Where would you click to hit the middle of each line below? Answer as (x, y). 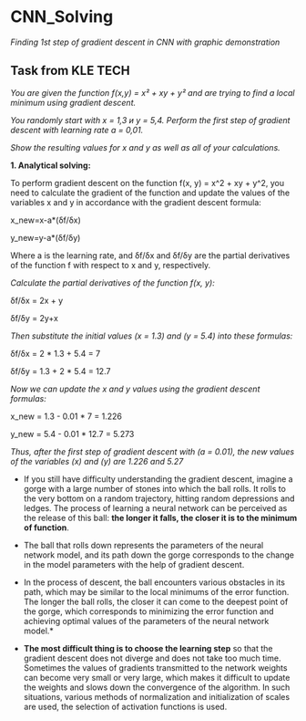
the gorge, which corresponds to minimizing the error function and (148, 611)
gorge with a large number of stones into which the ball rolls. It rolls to (154, 488)
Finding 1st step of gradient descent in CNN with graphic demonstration (145, 42)
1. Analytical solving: (51, 165)
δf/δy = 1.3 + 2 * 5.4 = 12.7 (61, 371)
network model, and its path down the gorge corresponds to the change (159, 555)
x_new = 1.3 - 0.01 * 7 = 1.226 (66, 416)
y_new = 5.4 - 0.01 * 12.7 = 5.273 (72, 434)
